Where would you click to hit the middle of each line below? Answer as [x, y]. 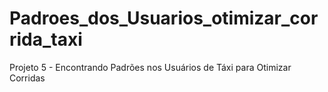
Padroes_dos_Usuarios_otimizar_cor [164, 18]
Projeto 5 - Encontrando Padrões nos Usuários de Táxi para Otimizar [150, 67]
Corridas [27, 78]
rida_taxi [46, 39]
